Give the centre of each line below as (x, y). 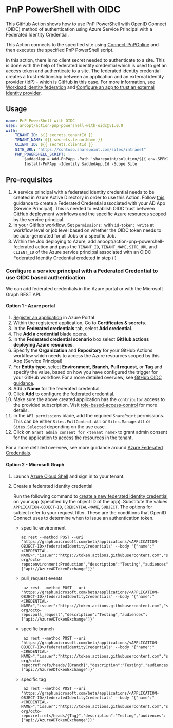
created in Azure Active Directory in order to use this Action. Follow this (89, 198)
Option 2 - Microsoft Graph (35, 465)
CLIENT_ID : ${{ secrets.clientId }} (54, 145)
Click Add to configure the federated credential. (64, 394)
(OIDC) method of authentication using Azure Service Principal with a (79, 29)
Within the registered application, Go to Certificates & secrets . (80, 323)
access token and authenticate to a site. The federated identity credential (83, 71)
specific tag (33, 679)
